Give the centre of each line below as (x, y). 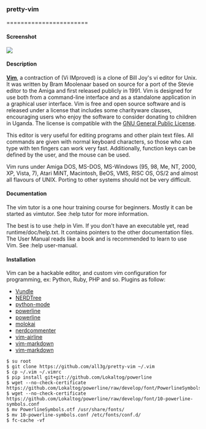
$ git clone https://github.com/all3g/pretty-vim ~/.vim (81, 367)
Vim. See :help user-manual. (42, 245)
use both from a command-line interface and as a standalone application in (101, 97)
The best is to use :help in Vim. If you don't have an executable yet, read (97, 225)
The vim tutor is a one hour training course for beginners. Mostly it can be (100, 207)
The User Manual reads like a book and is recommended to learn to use (97, 239)
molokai (25, 324)
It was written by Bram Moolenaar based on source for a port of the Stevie (100, 84)
